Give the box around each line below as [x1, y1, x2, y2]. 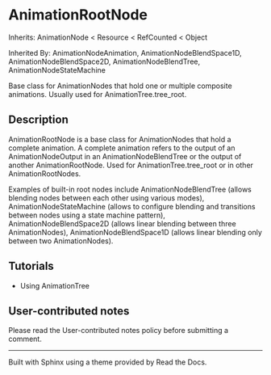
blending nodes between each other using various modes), [8, 192, 205, 203]
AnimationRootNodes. [8, 168, 81, 179]
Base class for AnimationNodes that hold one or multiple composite [8, 81, 232, 91]
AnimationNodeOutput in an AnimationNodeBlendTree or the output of [8, 151, 242, 161]
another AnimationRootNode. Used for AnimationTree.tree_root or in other [8, 160, 254, 170]
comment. [8, 334, 42, 344]
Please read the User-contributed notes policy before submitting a [8, 326, 228, 335]
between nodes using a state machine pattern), [8, 210, 165, 220]
